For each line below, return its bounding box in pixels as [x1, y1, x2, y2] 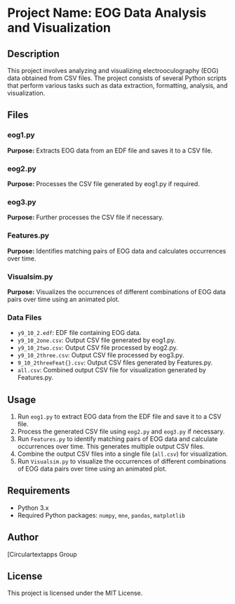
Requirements [7, 485, 70, 497]
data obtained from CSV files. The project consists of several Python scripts [7, 74, 227, 82]
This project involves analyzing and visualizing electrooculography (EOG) [7, 67, 219, 74]
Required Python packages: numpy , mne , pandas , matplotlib [17, 511, 186, 519]
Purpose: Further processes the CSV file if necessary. [7, 213, 164, 222]
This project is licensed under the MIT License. [7, 589, 143, 598]
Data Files [7, 313, 42, 322]
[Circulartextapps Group [7, 550, 77, 558]
